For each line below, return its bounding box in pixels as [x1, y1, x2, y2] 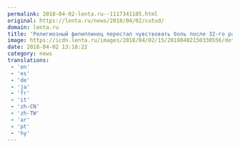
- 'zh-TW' [10, 110, 40, 117]
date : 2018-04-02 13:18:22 [7, 43, 88, 51]
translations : [7, 57, 50, 64]
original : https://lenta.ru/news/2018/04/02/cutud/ [7, 17, 164, 24]
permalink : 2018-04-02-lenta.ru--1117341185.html [7, 10, 159, 18]
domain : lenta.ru [7, 23, 59, 31]
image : [7, 37, 27, 44]
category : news [7, 51, 53, 58]
